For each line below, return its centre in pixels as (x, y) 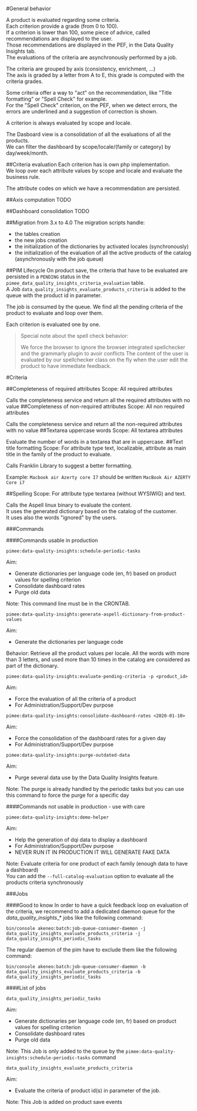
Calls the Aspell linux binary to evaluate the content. (69, 505)
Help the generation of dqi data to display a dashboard (81, 840)
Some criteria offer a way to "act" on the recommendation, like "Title (89, 93)
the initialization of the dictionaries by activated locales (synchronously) (102, 246)
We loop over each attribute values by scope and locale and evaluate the (94, 171)
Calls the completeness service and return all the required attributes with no (98, 400)
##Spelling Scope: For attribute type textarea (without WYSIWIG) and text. (96, 493)
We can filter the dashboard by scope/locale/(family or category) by (89, 147)
